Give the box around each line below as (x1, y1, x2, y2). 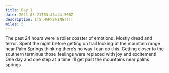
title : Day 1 (5, 7, 33, 13)
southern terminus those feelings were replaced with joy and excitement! (5, 51, 157, 57)
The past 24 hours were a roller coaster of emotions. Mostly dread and (5, 35, 152, 41)
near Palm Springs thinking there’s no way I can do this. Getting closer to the (5, 46, 164, 52)
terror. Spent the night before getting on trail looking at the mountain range (5, 41, 160, 47)
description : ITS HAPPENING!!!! (5, 17, 73, 22)
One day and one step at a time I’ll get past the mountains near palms (5, 56, 150, 63)
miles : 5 (5, 21, 24, 27)
